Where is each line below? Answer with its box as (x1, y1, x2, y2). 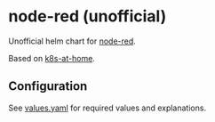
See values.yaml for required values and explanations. (8, 102, 206, 113)
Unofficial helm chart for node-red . (8, 36, 137, 46)
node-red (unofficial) (8, 6, 167, 27)
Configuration (8, 78, 88, 94)
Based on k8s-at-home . (8, 53, 95, 63)
